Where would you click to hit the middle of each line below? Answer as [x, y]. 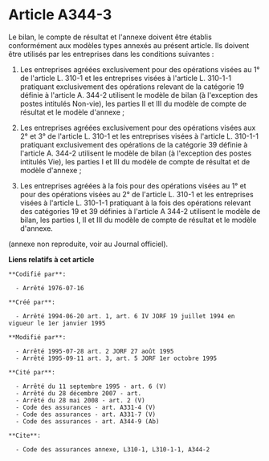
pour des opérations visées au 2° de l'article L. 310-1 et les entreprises [137, 194]
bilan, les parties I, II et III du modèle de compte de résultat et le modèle [138, 220]
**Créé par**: [32, 302]
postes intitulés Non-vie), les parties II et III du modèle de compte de [133, 103]
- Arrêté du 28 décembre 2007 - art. [79, 393]
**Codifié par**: [37, 274]
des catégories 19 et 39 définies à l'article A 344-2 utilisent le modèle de [140, 211]
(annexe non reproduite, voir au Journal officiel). [88, 244]
